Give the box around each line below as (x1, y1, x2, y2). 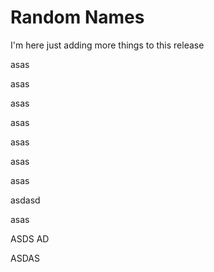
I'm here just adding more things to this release (10, 39, 205, 51)
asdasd (10, 194, 41, 206)
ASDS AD (10, 232, 50, 245)
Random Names (10, 6, 145, 29)
